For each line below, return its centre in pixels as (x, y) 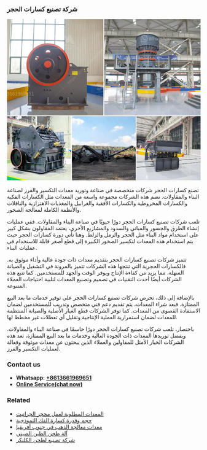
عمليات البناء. (22, 247)
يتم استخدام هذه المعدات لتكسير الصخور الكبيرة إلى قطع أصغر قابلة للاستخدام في (100, 241)
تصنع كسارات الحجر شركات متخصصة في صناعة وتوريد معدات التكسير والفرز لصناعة (103, 190)
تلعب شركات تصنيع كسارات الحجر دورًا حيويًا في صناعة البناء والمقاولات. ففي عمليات (103, 221)
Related (19, 400)
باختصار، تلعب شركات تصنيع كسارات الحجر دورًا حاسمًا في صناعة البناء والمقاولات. (100, 329)
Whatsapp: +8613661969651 (53, 378)
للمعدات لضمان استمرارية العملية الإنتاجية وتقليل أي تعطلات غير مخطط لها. (92, 317)
